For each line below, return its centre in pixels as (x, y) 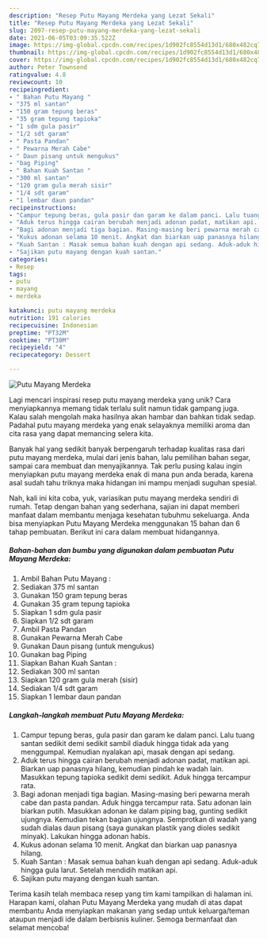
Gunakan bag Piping (53, 654)
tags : (18, 274)
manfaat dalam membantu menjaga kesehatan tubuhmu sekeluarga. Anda (129, 515)
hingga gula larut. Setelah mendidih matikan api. (99, 870)
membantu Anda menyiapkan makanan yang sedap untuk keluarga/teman (130, 910)
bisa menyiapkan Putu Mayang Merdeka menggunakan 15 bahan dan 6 (125, 524)
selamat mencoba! (39, 927)
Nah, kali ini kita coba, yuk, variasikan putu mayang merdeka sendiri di (124, 498)
